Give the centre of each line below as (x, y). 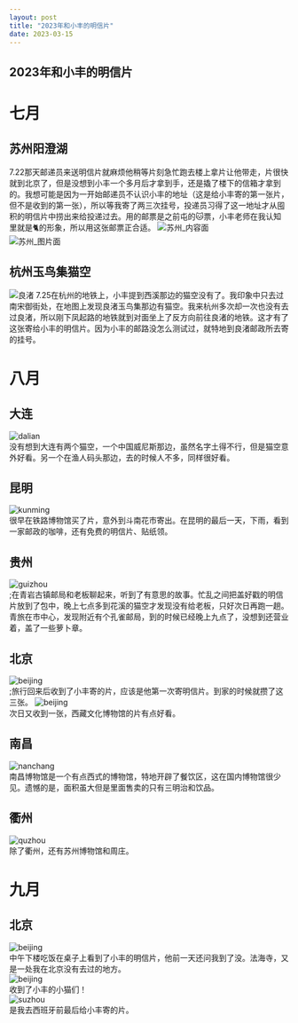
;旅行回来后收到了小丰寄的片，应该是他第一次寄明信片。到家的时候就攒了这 (146, 691)
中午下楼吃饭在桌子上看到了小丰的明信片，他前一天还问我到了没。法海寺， (145, 957)
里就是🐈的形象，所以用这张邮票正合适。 (82, 227)
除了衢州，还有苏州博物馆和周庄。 (71, 850)
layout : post (33, 17)
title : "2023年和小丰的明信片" (62, 26)
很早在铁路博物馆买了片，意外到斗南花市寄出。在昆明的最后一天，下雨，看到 (149, 521)
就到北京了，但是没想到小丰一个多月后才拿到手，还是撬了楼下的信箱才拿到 (145, 183)
